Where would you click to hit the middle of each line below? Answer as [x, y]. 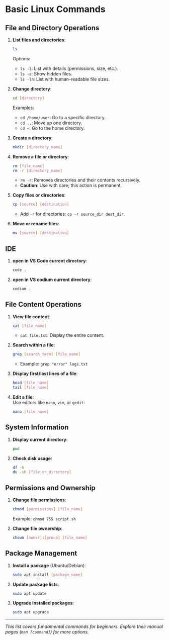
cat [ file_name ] [29, 326]
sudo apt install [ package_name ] [48, 575]
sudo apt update [29, 593]
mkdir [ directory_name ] [37, 147]
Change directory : [32, 88]
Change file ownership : [37, 528]
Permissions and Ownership [50, 488]
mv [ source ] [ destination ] [41, 233]
